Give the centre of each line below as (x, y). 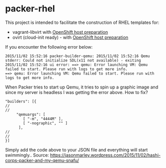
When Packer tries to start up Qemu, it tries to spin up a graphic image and (82, 87)
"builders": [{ (21, 101)
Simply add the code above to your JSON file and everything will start (77, 150)
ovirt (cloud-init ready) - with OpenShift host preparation (70, 37)
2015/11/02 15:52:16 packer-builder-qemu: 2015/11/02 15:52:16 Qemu (78, 56)
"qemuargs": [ (31, 114)
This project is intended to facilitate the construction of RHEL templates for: (82, 22)
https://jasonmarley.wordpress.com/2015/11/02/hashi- (105, 155)
